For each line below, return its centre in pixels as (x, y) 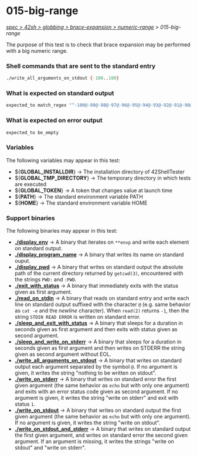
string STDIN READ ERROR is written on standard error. (77, 317)
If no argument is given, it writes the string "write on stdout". (87, 423)
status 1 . (25, 404)
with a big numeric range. (37, 50)
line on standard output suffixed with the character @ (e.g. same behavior (102, 304)
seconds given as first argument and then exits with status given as (96, 329)
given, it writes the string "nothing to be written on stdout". (85, 373)
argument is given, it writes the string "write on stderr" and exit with (96, 398)
